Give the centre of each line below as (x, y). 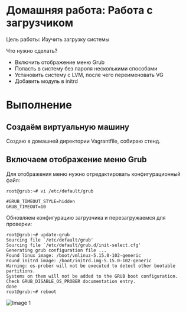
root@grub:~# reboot (32, 292)
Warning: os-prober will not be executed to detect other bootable (91, 266)
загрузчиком (40, 23)
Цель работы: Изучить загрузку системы (58, 39)
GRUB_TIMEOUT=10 (26, 207)
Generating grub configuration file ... (57, 250)
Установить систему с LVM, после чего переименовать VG (89, 75)
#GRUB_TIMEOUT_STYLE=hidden (41, 201)
